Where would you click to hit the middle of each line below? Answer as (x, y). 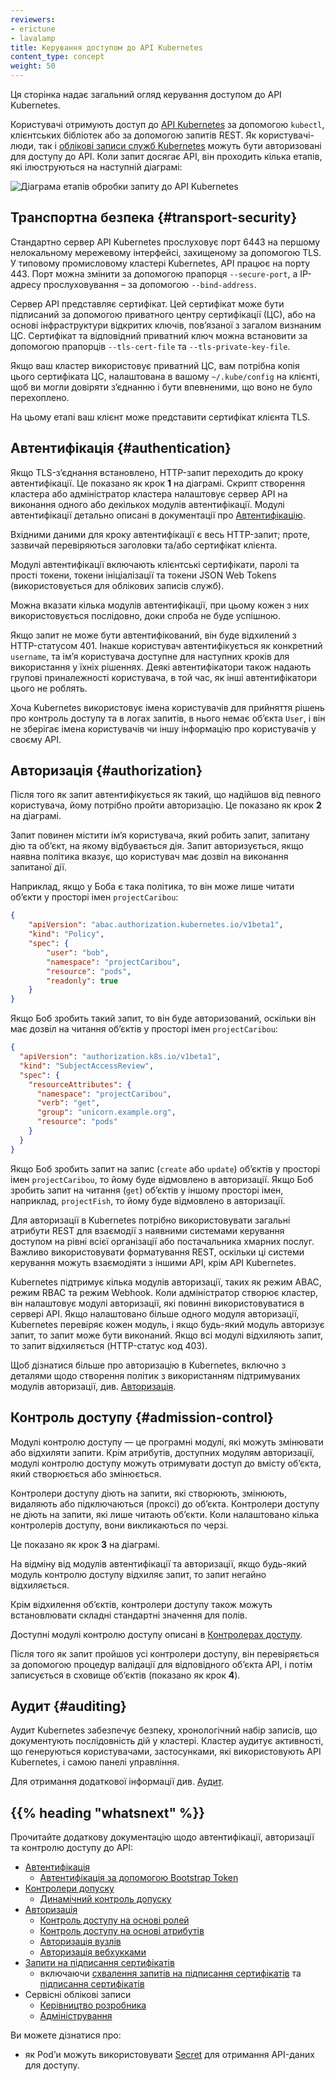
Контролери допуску (69, 1888)
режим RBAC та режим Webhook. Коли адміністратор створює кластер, (164, 1292)
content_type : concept (57, 57)
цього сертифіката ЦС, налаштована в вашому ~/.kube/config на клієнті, (165, 376)
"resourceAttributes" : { (80, 1084)
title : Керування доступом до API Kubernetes (106, 47)
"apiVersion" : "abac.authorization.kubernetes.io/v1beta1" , (156, 925)
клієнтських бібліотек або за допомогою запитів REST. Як (133, 135)
